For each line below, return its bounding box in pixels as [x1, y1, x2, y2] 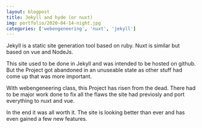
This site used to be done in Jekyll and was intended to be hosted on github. [6, 60, 196, 67]
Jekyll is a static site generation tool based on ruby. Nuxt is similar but [6, 42, 180, 49]
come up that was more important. [6, 73, 92, 80]
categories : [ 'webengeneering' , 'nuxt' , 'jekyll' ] [6, 25, 136, 32]
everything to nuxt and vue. [6, 97, 75, 105]
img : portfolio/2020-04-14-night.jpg [6, 20, 101, 26]
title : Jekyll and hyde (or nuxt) [6, 14, 93, 20]
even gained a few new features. [6, 115, 87, 123]
